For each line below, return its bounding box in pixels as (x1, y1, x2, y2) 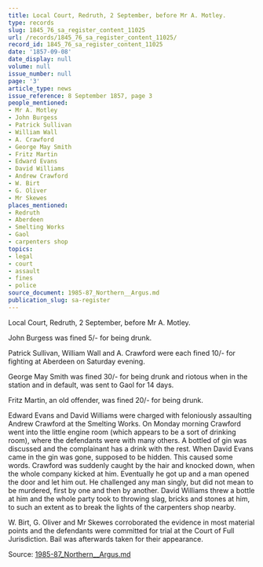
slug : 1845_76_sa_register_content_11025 (8, 26, 146, 34)
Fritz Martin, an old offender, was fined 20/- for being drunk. (8, 395, 204, 404)
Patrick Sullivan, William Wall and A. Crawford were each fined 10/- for (8, 348, 236, 357)
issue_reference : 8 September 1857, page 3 (8, 92, 153, 100)
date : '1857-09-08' (8, 48, 72, 56)
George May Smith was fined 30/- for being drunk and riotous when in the (8, 371, 248, 381)
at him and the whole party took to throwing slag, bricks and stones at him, (8, 494, 250, 503)
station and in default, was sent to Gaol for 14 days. (8, 380, 174, 390)
